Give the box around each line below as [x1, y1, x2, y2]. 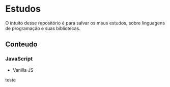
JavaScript [5, 55, 33, 63]
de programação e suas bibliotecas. [5, 25, 80, 31]
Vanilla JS [12, 67, 34, 73]
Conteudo [5, 40, 38, 49]
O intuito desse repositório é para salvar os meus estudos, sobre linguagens [5, 20, 165, 26]
